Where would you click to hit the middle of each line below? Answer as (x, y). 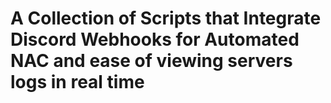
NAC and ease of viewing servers (151, 61)
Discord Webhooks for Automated (155, 39)
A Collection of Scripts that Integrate (166, 18)
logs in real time (77, 82)
